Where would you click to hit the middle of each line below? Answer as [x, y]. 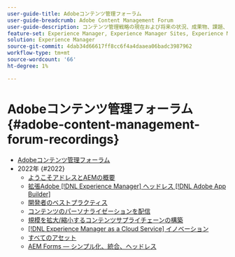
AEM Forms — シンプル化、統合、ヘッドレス [92, 246]
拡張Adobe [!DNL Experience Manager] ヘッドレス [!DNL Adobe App [127, 186]
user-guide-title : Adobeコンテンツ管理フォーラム [74, 14]
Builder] [39, 194]
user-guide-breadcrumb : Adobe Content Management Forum [90, 20]
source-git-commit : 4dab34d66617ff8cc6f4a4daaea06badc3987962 [100, 46]
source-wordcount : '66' [42, 60]
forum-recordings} [64, 139]
